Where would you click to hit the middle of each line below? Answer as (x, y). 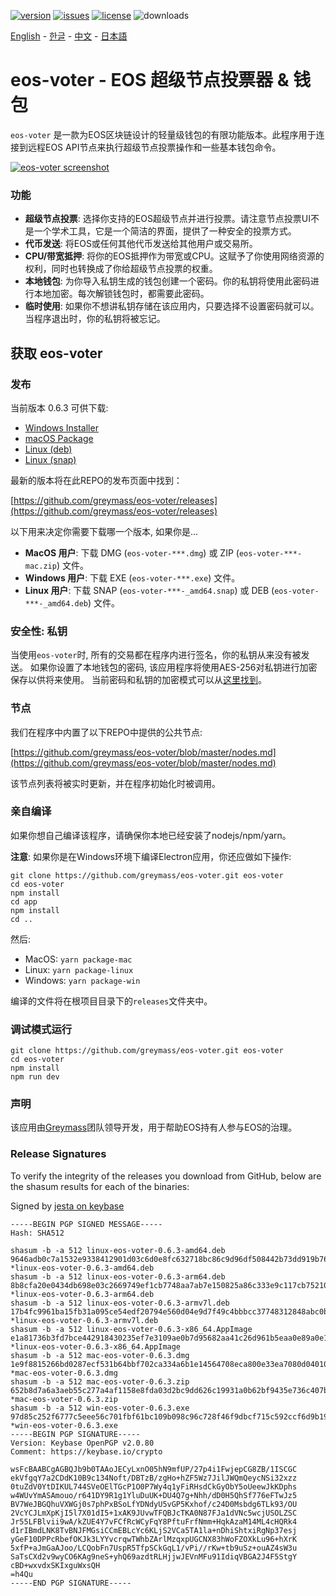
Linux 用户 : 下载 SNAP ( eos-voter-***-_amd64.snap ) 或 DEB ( (149, 590)
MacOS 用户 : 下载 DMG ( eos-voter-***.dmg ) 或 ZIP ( (132, 552)
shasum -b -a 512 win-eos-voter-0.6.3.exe (100, 1408)
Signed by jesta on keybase (67, 1206)
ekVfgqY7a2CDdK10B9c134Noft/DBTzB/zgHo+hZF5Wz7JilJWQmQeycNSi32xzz (154, 1478)
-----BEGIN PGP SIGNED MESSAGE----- (86, 1224)
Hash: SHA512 (37, 1233)
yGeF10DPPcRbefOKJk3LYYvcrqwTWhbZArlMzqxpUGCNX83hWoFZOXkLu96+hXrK (154, 1539)
